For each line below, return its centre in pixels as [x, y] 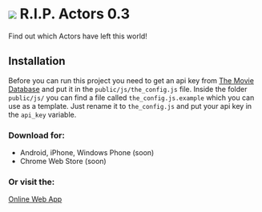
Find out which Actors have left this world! [78, 36]
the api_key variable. [42, 114]
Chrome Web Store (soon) [63, 162]
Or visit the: [32, 182]
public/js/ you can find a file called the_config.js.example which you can [131, 98]
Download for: [37, 135]
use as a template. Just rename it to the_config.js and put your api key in [130, 106]
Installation [37, 61]
